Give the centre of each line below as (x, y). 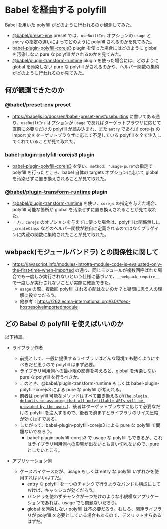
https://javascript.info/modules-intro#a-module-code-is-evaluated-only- (87, 264)
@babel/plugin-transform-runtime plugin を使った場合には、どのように (85, 60)
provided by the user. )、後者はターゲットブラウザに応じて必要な (88, 406)
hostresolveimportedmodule (49, 307)
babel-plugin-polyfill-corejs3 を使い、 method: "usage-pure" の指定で (83, 166)
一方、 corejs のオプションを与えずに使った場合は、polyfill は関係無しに (86, 222)
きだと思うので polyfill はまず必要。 (61, 364)
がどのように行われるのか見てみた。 (50, 73)
